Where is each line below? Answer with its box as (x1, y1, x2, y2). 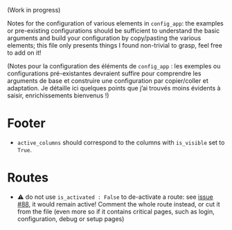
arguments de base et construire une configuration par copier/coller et (7, 77, 209, 85)
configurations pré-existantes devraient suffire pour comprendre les (7, 69, 202, 77)
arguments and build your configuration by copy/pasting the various (7, 34, 202, 42)
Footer (7, 115, 46, 131)
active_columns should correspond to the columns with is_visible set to (17, 138, 225, 146)
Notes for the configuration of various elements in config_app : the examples (7, 19, 224, 27)
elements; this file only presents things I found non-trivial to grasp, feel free (7, 41, 223, 49)
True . (17, 145, 33, 154)
